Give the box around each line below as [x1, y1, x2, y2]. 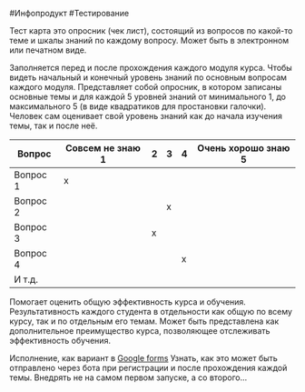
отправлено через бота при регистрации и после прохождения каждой [9, 363, 288, 373]
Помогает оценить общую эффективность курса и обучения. [9, 297, 247, 307]
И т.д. [14, 273, 39, 286]
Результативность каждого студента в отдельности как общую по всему [9, 307, 293, 317]
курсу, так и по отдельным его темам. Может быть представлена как [9, 316, 280, 327]
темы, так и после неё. [9, 120, 98, 131]
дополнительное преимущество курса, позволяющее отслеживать [9, 326, 271, 336]
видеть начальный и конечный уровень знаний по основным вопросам [9, 72, 288, 83]
